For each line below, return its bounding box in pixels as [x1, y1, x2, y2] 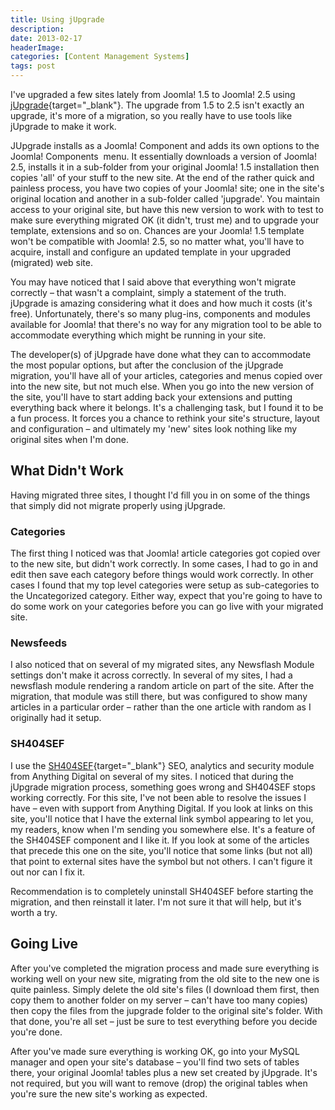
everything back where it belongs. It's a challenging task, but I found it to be [10, 402, 324, 413]
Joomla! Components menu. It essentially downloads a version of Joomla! [10, 151, 317, 162]
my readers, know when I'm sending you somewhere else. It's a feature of [10, 823, 316, 835]
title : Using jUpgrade [10, 14, 105, 25]
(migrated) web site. [10, 257, 93, 268]
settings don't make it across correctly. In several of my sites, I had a [10, 669, 293, 681]
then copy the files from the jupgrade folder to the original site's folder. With [10, 1004, 323, 1016]
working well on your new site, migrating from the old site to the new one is [10, 972, 320, 985]
